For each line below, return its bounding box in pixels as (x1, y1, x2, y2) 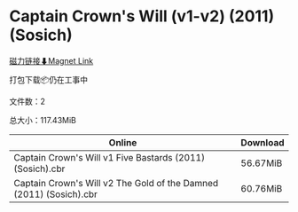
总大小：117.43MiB (9, 114, 77, 125)
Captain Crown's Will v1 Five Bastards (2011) (13, 151, 206, 163)
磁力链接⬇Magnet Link (9, 55, 94, 66)
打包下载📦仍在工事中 (9, 74, 89, 85)
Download (240, 136, 285, 148)
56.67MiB (240, 157, 283, 169)
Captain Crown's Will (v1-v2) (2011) (9, 6, 275, 27)
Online (108, 136, 137, 148)
